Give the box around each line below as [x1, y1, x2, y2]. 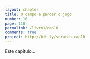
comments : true [5, 30, 37, 35]
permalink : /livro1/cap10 [5, 26, 58, 30]
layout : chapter [5, 7, 39, 12]
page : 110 [5, 21, 26, 26]
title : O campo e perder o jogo [5, 12, 72, 17]
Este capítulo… [5, 48, 36, 54]
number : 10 [5, 16, 28, 21]
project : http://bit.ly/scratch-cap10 [5, 35, 85, 40]
